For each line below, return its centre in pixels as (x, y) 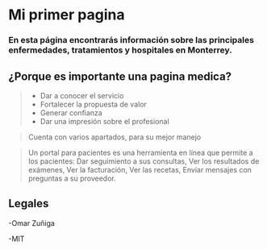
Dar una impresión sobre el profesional (104, 121)
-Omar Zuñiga (31, 223)
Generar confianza (71, 112)
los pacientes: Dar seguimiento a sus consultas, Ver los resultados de (144, 161)
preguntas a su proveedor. (72, 178)
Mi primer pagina (67, 15)
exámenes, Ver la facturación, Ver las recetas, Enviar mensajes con (140, 169)
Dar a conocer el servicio (82, 95)
